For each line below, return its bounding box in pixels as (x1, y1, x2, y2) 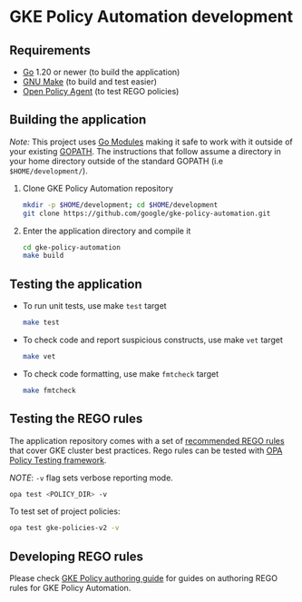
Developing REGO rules (9, 548, 143, 564)
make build (22, 252, 64, 261)
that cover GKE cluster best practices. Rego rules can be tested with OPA (9, 445, 283, 456)
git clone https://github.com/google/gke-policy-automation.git (22, 209, 271, 218)
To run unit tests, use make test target (22, 301, 167, 311)
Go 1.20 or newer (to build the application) (22, 66, 180, 77)
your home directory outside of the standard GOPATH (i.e (9, 155, 224, 166)
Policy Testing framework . (9, 454, 107, 465)
